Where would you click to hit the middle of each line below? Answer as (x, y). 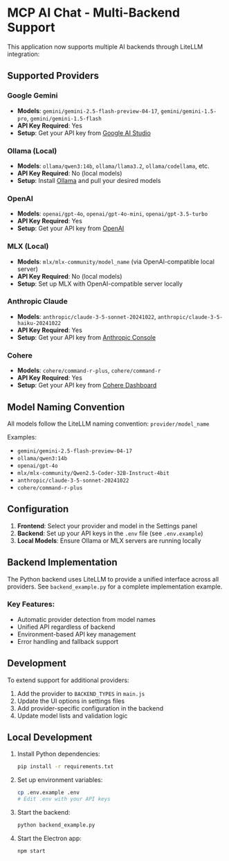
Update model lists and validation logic (72, 715)
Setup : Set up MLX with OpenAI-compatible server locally (100, 284)
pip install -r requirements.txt (65, 767)
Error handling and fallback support (68, 641)
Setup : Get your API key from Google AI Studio (84, 132)
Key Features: (31, 605)
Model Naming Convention (66, 407)
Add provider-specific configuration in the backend (90, 708)
